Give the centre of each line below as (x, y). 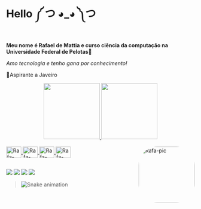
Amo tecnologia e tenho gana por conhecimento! (67, 63)
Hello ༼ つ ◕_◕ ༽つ (51, 14)
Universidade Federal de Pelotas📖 (49, 52)
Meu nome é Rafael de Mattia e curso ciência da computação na (87, 45)
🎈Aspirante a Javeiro (32, 75)
